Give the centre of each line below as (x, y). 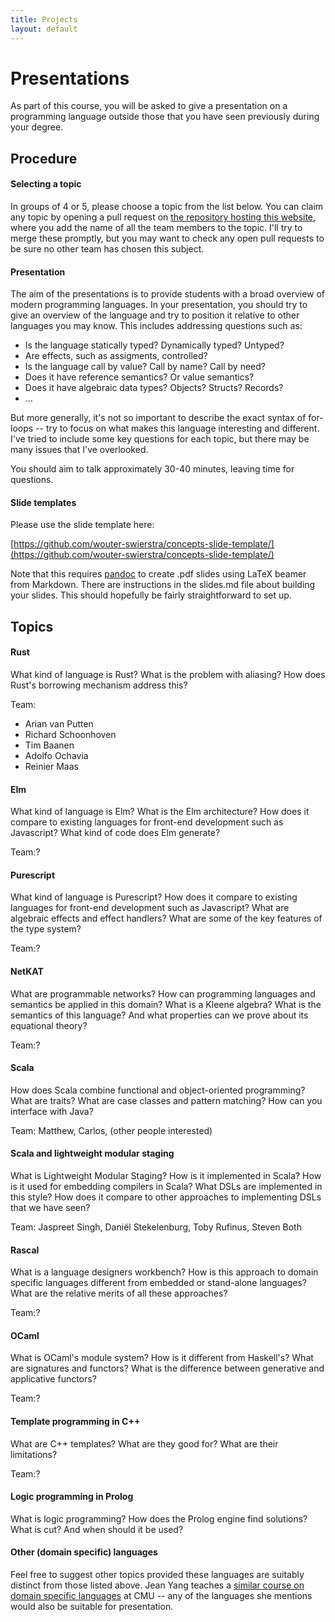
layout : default (44, 29)
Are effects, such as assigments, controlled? (116, 356)
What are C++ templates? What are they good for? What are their (144, 1443)
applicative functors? (53, 1379)
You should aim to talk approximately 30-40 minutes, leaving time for (152, 469)
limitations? (34, 1454)
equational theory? (49, 1025)
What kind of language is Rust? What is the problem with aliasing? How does (168, 675)
